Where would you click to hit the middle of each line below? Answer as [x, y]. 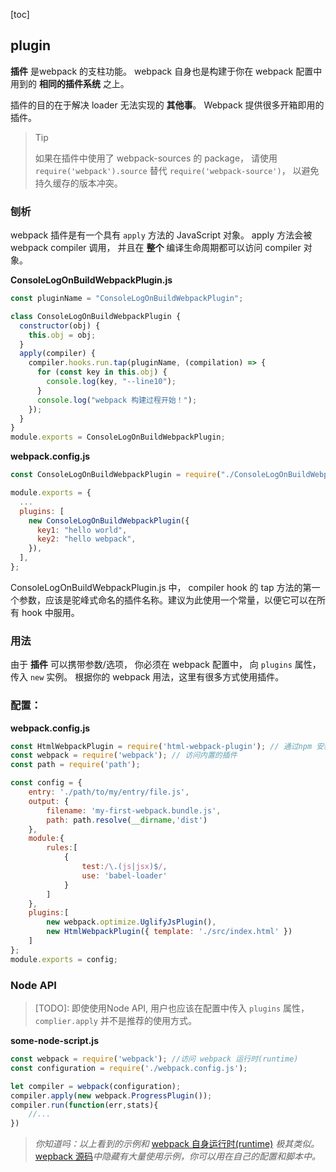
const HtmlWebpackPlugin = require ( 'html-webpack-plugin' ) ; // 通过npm [161, 746]
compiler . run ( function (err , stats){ [84, 1105]
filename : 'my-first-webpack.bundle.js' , [134, 810]
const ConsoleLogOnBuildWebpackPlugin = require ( [116, 475]
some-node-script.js [55, 1040]
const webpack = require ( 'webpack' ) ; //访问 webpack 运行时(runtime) [154, 1059]
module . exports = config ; [64, 959]
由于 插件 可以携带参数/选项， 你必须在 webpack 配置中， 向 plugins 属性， [166, 665]
